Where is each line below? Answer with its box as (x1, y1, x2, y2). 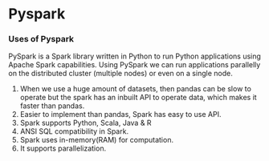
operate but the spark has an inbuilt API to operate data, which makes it (19, 93, 257, 103)
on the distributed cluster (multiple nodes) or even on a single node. (8, 69, 233, 78)
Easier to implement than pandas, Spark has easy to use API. (19, 110, 222, 119)
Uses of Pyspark (8, 34, 75, 45)
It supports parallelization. (19, 143, 107, 153)
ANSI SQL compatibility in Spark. (19, 127, 129, 136)
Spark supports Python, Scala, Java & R (19, 118, 152, 128)
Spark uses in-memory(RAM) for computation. (19, 135, 174, 145)
